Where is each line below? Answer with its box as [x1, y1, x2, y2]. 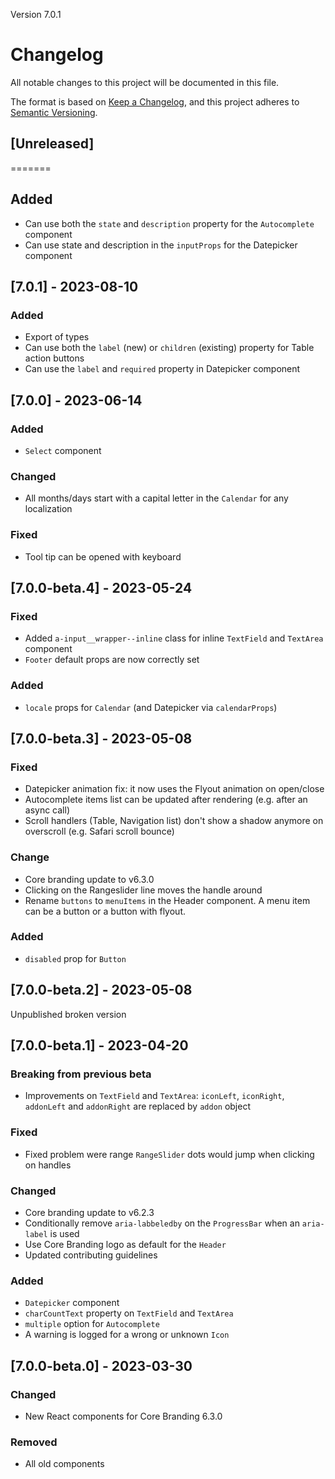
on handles [24, 1159, 72, 1171]
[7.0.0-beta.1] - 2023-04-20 [10, 1037, 189, 1054]
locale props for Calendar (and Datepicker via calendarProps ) [24, 701, 278, 713]
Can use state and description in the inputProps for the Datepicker [24, 239, 298, 251]
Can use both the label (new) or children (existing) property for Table [24, 342, 315, 354]
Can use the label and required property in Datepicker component [24, 363, 301, 375]
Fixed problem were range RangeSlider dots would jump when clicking [24, 1148, 315, 1160]
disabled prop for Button [24, 952, 127, 964]
